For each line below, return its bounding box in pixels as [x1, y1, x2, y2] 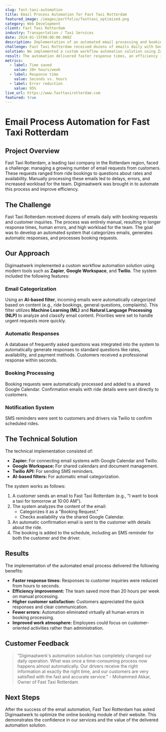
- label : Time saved [9, 63, 52, 68]
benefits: [5, 568, 23, 574]
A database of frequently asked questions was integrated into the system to [5, 341, 160, 348]
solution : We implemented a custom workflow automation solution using [5, 49, 156, 54]
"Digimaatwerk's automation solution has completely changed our [17, 653, 152, 659]
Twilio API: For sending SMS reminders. [12, 468, 94, 474]
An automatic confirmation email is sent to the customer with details [12, 519, 151, 525]
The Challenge [5, 201, 51, 209]
